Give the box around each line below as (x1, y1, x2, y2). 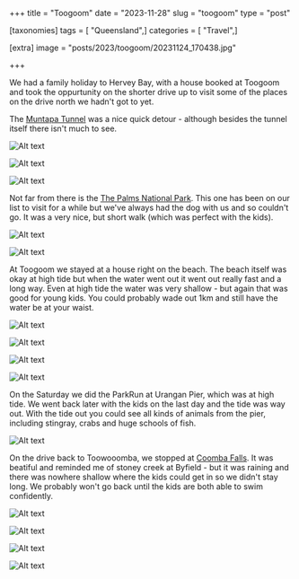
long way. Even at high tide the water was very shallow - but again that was (9, 283, 289, 294)
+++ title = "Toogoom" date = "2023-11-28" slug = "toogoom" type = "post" (9, 8, 291, 18)
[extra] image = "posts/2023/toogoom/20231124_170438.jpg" (9, 42, 236, 53)
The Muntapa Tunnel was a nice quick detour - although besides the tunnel (9, 114, 287, 124)
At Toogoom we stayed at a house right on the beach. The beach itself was (9, 264, 287, 275)
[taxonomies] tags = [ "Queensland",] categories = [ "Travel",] (9, 25, 238, 35)
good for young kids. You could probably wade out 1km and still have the (9, 293, 278, 303)
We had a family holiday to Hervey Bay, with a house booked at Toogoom (9, 77, 280, 88)
